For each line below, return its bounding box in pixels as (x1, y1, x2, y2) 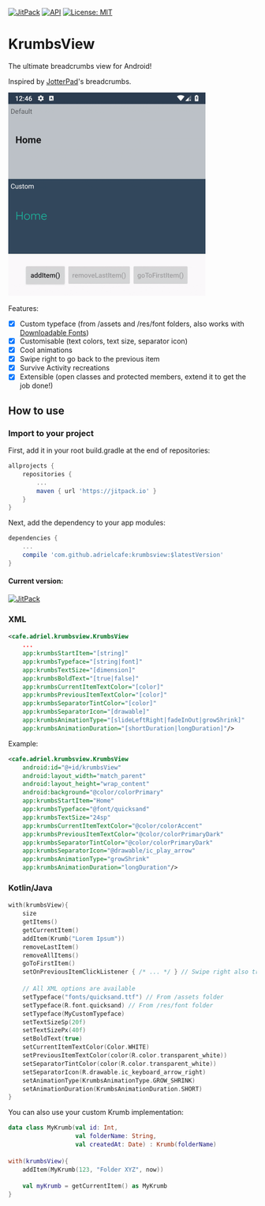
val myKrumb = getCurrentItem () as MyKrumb (22, 1182, 168, 1190)
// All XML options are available (22, 985, 136, 993)
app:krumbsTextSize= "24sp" (22, 813, 111, 821)
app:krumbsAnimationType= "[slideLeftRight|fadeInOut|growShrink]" (22, 716, 245, 724)
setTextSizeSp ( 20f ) (22, 1018, 87, 1026)
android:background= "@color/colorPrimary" (22, 788, 164, 797)
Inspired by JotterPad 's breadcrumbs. (8, 76, 132, 86)
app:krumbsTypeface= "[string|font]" (22, 658, 144, 666)
